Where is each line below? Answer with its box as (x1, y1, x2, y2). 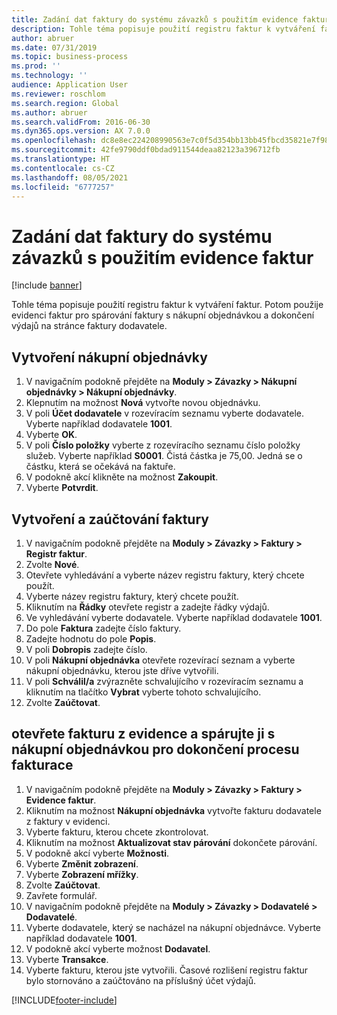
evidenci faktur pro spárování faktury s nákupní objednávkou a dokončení (11, 309, 315, 321)
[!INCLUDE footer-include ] (11, 994, 118, 1006)
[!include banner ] (11, 279, 83, 291)
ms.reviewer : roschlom (11, 89, 106, 99)
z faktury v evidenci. (25, 815, 111, 827)
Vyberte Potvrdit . (25, 482, 99, 494)
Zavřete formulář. (25, 889, 98, 901)
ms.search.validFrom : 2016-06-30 (11, 117, 151, 127)
